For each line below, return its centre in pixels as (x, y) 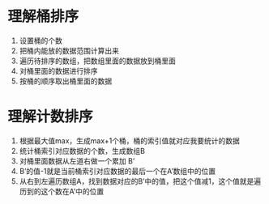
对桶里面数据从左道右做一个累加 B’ (77, 161)
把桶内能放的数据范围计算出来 (69, 50)
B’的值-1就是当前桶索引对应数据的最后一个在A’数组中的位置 (117, 171)
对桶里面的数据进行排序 (58, 70)
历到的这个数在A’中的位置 (62, 191)
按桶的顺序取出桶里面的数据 (66, 81)
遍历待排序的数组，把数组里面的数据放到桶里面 (97, 61)
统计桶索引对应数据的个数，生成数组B (82, 151)
